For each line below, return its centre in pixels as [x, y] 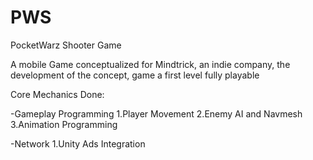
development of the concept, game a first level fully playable [135, 75]
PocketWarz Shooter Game [66, 45]
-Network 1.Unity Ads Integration [78, 143]
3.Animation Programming [64, 124]
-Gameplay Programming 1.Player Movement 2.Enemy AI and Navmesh [156, 113]
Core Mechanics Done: [57, 94]
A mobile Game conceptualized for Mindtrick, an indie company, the [150, 64]
